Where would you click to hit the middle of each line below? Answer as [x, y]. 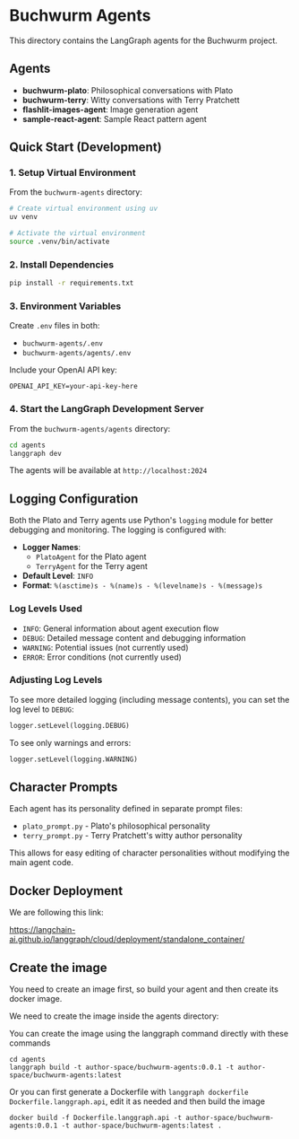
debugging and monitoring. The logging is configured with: [118, 530]
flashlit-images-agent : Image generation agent [110, 110]
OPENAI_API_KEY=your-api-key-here [74, 387]
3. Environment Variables [65, 306]
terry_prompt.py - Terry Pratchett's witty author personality [132, 836]
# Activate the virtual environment [77, 233]
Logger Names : [51, 548]
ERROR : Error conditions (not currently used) [102, 657]
